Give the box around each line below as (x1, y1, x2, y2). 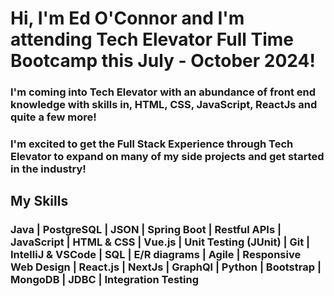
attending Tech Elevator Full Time (10, 28, 294, 51)
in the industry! (10, 162, 87, 176)
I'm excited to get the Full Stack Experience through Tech (10, 137, 294, 151)
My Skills (10, 193, 69, 210)
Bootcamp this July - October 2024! (10, 50, 316, 72)
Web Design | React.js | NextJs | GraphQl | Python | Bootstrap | (10, 260, 322, 274)
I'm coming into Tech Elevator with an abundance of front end (10, 85, 317, 99)
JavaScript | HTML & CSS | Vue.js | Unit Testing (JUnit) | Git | (10, 235, 311, 249)
